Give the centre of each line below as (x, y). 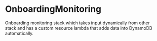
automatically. (19, 33)
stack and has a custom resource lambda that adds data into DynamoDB (78, 28)
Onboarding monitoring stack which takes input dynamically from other (78, 23)
